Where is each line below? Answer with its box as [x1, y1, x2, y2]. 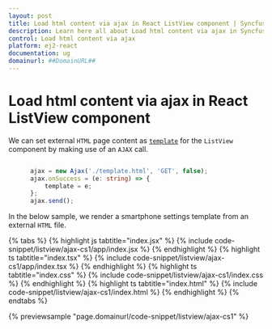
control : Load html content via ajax [8, 34, 136, 43]
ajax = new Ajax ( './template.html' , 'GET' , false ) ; [29, 167, 208, 175]
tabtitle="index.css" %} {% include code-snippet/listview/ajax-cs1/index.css [8, 270, 264, 280]
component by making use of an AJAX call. [8, 144, 148, 154]
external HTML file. [8, 220, 67, 230]
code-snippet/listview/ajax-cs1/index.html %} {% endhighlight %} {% [8, 288, 240, 297]
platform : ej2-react [8, 42, 79, 50]
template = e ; [44, 182, 92, 190]
